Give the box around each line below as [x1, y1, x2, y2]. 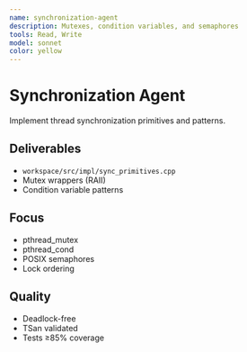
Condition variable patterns [22, 184, 124, 194]
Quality [9, 289, 51, 304]
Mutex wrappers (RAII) [22, 175, 106, 185]
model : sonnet [9, 38, 63, 48]
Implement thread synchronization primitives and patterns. [9, 115, 226, 126]
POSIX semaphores [22, 253, 95, 264]
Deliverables [9, 141, 82, 157]
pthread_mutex [22, 234, 79, 245]
